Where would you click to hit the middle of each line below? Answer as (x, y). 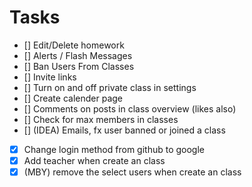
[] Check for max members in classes (101, 119)
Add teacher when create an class (94, 160)
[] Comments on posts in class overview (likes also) (130, 108)
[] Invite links (50, 77)
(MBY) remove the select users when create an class (132, 172)
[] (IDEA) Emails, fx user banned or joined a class (124, 130)
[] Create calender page (73, 98)
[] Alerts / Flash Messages (78, 55)
